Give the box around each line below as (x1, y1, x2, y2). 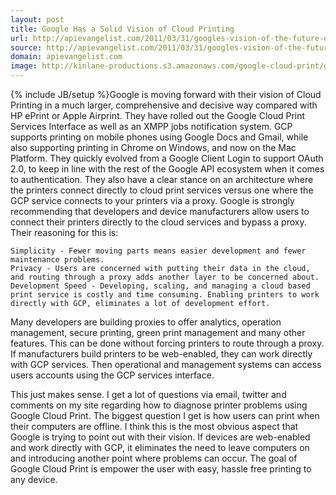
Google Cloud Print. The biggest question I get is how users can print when (10, 410, 320, 421)
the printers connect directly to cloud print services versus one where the (10, 184, 314, 196)
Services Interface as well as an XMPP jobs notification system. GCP (10, 121, 293, 132)
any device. (10, 474, 58, 485)
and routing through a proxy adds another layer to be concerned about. (10, 272, 320, 282)
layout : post (10, 14, 65, 25)
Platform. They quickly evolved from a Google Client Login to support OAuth (10, 152, 324, 164)
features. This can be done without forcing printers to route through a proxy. (10, 337, 325, 349)
